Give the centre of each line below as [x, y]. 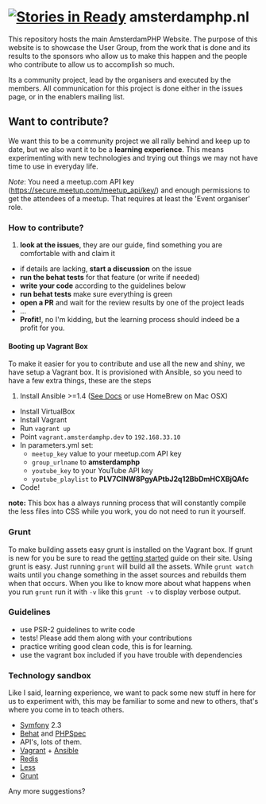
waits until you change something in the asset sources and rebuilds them [128, 575]
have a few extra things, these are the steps [80, 381]
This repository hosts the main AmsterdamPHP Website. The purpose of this [133, 39]
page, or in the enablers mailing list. [67, 96]
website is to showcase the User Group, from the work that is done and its [129, 47]
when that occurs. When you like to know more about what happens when [130, 583]
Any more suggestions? [47, 791]
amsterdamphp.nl [189, 17]
